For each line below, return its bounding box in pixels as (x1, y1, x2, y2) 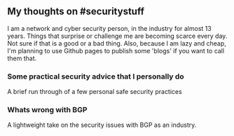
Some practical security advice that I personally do (7, 72, 184, 81)
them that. (7, 54, 37, 62)
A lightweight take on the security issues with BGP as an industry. (7, 121, 197, 129)
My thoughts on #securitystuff (7, 6, 145, 18)
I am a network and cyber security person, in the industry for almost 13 (7, 24, 212, 32)
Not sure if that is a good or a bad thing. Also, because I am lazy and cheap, (7, 39, 226, 48)
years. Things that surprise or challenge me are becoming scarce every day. (7, 32, 228, 40)
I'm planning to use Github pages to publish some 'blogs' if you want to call (7, 46, 225, 55)
